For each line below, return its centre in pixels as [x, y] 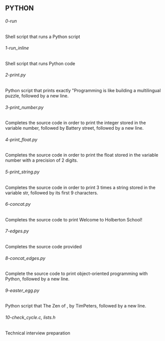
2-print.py [15, 75]
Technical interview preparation [38, 333]
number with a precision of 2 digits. [42, 160]
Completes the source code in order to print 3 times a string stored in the [80, 187]
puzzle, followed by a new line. [37, 96]
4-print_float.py [21, 139]
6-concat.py [18, 204]
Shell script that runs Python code [40, 63]
